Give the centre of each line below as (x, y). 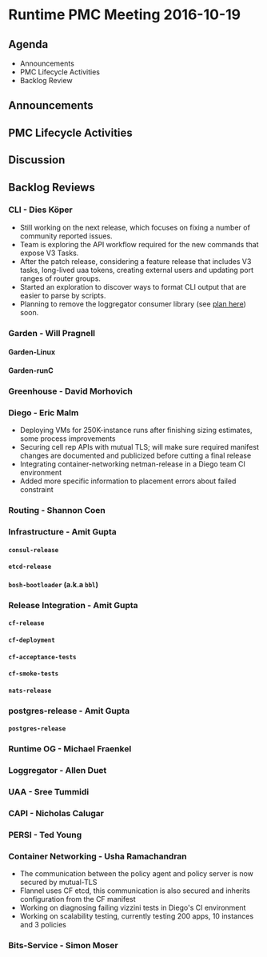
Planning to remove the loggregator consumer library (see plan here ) (133, 304)
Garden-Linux (32, 352)
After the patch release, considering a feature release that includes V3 (135, 261)
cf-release (26, 623)
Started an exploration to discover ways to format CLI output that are (133, 286)
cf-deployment (32, 640)
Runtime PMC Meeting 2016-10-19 (125, 15)
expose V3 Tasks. (49, 253)
